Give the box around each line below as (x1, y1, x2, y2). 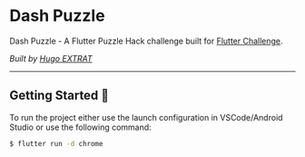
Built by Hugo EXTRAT (9, 53, 93, 64)
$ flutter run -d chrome (9, 139, 103, 148)
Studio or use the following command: (9, 122, 152, 132)
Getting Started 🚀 (9, 88, 110, 103)
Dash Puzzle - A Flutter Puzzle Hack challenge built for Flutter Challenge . (9, 35, 283, 46)
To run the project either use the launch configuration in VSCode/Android (9, 112, 283, 123)
